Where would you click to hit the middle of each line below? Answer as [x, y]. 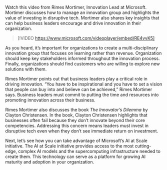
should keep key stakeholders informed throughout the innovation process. [82, 58]
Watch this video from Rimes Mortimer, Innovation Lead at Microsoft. [76, 7]
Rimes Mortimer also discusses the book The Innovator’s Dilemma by [77, 110]
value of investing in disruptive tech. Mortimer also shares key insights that [82, 18]
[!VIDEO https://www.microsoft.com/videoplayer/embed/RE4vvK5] [86, 38]
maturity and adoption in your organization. [49, 162]
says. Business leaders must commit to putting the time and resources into [82, 95]
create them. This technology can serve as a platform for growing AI [75, 156]
